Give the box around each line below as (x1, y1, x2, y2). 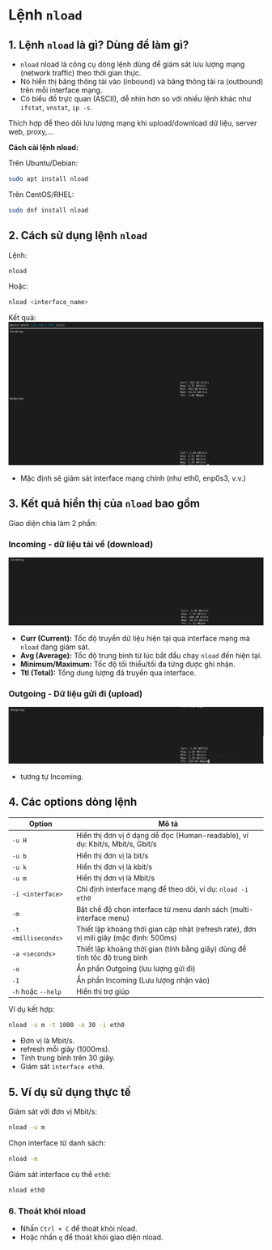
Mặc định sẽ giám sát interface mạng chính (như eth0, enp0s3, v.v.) (19, 473, 247, 483)
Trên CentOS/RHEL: (8, 189, 74, 199)
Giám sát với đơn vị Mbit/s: (8, 1107, 97, 1116)
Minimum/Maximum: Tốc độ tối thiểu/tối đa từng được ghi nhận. (19, 659, 236, 669)
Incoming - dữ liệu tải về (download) (8, 538, 154, 550)
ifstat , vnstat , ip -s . (19, 103, 93, 112)
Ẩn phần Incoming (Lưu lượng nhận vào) (76, 975, 210, 985)
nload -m (8, 1154, 38, 1162)
